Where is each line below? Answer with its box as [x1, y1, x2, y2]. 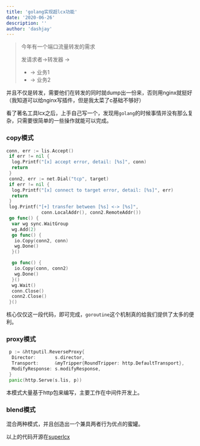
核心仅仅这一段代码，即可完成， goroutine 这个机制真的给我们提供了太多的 [6, 311, 189, 318]
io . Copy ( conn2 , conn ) [14, 238, 69, 244]
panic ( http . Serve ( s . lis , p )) [8, 377, 83, 383]
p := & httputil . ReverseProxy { [8, 349, 85, 355]
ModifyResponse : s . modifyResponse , [11, 366, 101, 372]
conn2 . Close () [11, 294, 47, 300]
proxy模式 [6, 335, 36, 343]
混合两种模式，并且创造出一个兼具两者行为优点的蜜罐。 [6, 421, 143, 428]
